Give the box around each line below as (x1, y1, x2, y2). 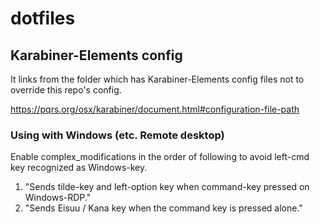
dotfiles (10, 7, 76, 30)
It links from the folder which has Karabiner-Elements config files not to (10, 73, 305, 85)
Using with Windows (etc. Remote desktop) (10, 128, 225, 142)
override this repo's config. (10, 84, 122, 96)
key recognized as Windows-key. (10, 162, 148, 174)
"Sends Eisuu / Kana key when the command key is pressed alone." (24, 202, 303, 214)
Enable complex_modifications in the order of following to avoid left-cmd (10, 151, 310, 163)
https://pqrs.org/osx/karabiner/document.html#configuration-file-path (10, 103, 300, 115)
